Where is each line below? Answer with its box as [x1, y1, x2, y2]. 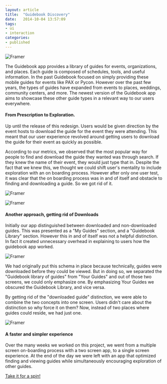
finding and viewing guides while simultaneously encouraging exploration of [5, 358, 162, 364]
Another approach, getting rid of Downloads [5, 211, 99, 217]
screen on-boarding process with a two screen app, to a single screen [5, 347, 150, 353]
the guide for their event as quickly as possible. [5, 138, 103, 145]
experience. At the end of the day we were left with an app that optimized [5, 353, 156, 359]
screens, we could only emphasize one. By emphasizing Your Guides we [5, 279, 155, 285]
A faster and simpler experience [5, 331, 73, 337]
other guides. [5, 363, 33, 369]
